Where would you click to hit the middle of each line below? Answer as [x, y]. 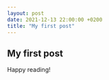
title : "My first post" [41, 26]
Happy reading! [29, 70]
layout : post [26, 13]
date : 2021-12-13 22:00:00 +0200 [55, 20]
